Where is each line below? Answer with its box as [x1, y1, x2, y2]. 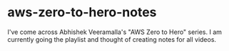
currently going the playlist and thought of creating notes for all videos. [7, 35, 216, 43]
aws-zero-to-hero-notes [7, 4, 157, 21]
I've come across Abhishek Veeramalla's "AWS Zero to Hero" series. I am [7, 28, 223, 36]
